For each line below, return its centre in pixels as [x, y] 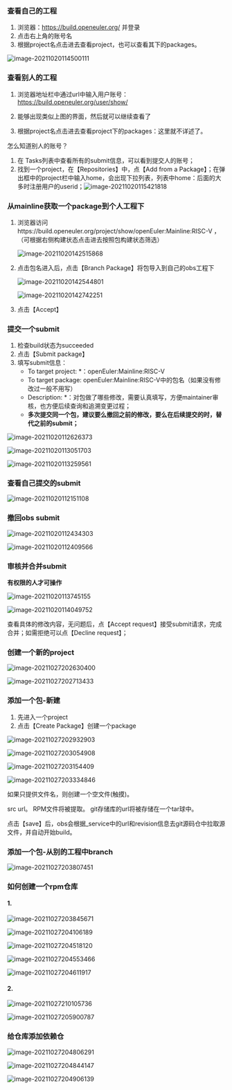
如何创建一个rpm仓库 [43, 886]
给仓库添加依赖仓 [36, 1037]
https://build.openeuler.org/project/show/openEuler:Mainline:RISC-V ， [118, 231]
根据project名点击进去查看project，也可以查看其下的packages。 [109, 45]
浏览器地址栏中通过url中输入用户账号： [72, 94]
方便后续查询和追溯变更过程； [89, 406]
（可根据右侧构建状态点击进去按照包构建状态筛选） [90, 240]
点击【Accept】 [39, 309]
